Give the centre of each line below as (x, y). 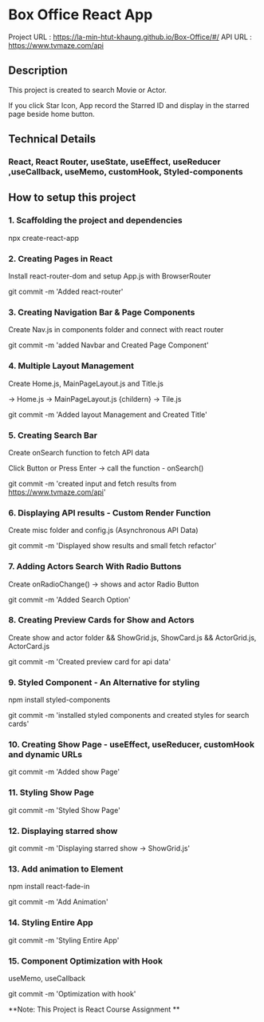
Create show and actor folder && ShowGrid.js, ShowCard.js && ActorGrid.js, (132, 637)
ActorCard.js (29, 646)
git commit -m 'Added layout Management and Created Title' (108, 415)
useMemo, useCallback (47, 978)
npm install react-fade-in (49, 887)
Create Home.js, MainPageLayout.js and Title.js (86, 383)
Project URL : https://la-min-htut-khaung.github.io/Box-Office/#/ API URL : (130, 37)
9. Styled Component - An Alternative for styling (104, 682)
